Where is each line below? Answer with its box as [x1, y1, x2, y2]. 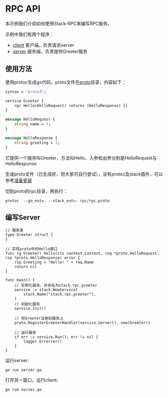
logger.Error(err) [23, 339, 62, 344]
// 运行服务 [14, 330, 36, 335]
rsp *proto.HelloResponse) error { [5, 256, 80, 261]
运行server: [5, 357, 29, 364]
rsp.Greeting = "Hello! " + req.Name [14, 260, 94, 265]
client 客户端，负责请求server [12, 42, 74, 48]
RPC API [5, 3, 40, 15]
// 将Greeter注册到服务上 [14, 316, 64, 321]
